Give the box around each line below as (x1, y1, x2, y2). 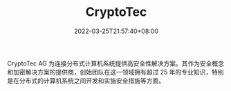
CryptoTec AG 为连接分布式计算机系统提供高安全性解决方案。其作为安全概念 (7, 59, 225, 68)
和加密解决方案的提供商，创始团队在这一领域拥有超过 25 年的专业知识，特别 (7, 68, 224, 76)
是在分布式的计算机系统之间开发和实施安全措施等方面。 (7, 77, 165, 85)
